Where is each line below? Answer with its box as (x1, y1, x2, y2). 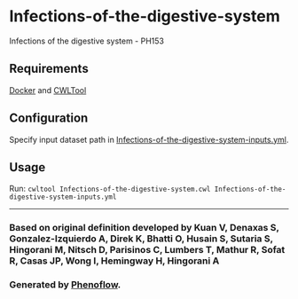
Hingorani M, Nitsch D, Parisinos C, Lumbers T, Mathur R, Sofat (9, 244, 286, 256)
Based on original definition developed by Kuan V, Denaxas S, (9, 222, 279, 234)
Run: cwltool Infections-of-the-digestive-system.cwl (9, 184, 211, 194)
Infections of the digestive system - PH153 (9, 35, 164, 46)
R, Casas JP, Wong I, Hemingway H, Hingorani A (9, 255, 220, 267)
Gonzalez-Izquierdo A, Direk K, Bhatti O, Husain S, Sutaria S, (9, 232, 273, 245)
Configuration (9, 111, 89, 126)
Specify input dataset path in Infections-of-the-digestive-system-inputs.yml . (9, 134, 289, 145)
